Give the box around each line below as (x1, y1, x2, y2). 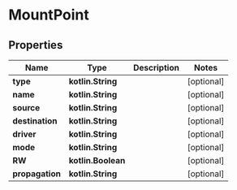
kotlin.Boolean (68, 155, 126, 166)
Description (132, 63, 180, 73)
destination (12, 115, 58, 127)
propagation (12, 168, 61, 179)
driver (12, 128, 37, 140)
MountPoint (8, 6, 89, 24)
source (12, 102, 41, 113)
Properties (8, 38, 63, 52)
